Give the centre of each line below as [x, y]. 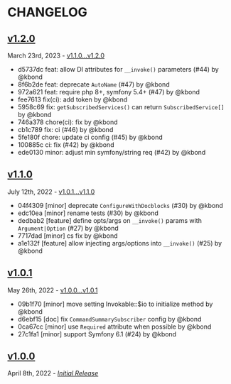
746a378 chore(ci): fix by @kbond [68, 122]
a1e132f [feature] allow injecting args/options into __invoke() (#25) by [120, 243]
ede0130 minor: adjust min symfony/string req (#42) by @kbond [112, 152]
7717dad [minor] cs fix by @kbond [68, 236]
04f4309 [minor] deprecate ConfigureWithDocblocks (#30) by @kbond [120, 205]
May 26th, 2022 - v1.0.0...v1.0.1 [53, 290]
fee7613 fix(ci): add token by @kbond [72, 99]
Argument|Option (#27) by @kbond [68, 228]
